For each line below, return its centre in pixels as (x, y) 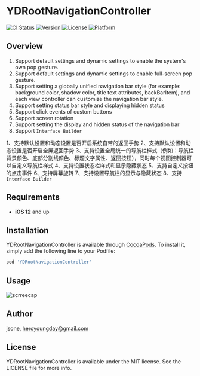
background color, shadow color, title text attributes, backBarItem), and (102, 92)
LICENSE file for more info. (39, 368)
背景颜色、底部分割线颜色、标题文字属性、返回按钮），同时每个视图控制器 (96, 158)
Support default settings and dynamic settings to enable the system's (100, 60)
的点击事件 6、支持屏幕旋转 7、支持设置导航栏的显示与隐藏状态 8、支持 (94, 173)
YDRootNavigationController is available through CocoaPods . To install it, (96, 245)
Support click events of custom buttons (63, 111)
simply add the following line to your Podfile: (61, 251)
